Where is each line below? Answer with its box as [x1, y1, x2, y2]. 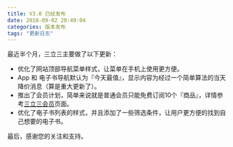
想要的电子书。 [23, 117, 67, 126]
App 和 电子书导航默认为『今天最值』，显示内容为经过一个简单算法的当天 [17, 73, 226, 82]
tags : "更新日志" [7, 29, 54, 37]
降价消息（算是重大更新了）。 [17, 82, 101, 91]
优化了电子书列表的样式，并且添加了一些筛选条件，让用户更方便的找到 [17, 108, 220, 117]
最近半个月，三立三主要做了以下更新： [7, 50, 118, 58]
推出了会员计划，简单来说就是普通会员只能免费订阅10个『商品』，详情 [17, 91, 218, 99]
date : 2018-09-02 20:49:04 [7, 17, 86, 24]
